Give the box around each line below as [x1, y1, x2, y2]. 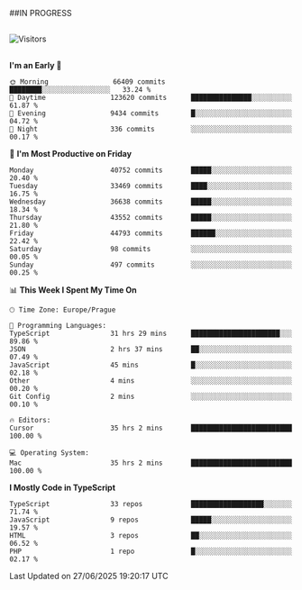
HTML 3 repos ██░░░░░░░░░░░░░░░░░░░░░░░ [9, 531, 293, 540]
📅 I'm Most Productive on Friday [9, 148, 133, 159]
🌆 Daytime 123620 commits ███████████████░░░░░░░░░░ [9, 93, 293, 102]
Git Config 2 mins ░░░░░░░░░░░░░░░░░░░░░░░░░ [9, 392, 293, 401]
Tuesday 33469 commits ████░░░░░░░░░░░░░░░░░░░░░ [9, 181, 293, 190]
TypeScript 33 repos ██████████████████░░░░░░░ [9, 499, 293, 508]
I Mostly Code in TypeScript [9, 482, 115, 493]
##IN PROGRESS [9, 8, 72, 18]
